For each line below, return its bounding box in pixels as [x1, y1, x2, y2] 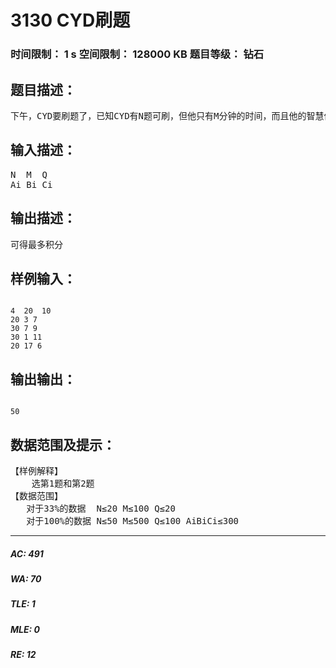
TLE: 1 [10, 598, 36, 610]
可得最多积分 [10, 239, 63, 250]
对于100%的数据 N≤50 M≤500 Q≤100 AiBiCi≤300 [26, 515, 240, 526]
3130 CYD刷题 [10, 9, 131, 32]
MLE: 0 [10, 623, 40, 635]
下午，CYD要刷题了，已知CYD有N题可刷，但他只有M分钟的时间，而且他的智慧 [10, 110, 325, 121]
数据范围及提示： [10, 436, 116, 453]
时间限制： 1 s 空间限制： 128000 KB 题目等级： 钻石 [10, 47, 265, 61]
